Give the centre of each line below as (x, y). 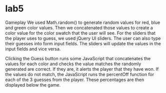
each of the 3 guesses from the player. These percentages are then (75, 80)
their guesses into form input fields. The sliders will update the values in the (83, 43)
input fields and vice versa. (33, 49)
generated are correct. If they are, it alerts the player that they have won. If (82, 69)
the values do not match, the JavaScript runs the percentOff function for (79, 74)
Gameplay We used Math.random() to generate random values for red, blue (83, 22)
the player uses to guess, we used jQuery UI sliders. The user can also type (83, 38)
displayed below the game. (33, 85)
